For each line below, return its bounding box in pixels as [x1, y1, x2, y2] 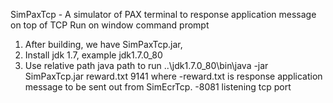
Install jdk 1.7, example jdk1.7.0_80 [24, 49, 163, 61]
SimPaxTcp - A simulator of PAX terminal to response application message [10, 9, 317, 20]
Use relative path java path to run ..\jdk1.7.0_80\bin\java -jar [24, 60, 269, 71]
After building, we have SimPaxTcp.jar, [24, 39, 183, 50]
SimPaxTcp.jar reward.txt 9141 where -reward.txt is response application [24, 70, 323, 82]
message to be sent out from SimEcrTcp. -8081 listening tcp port [24, 81, 292, 93]
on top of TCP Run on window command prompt [10, 19, 210, 31]
